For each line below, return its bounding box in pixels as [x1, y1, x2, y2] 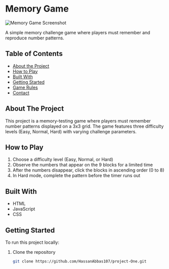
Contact [12, 89, 29, 96]
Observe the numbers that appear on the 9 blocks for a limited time [12, 162, 153, 168]
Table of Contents [5, 49, 63, 58]
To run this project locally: [5, 239, 60, 245]
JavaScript [12, 206, 35, 212]
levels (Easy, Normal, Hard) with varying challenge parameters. [5, 128, 137, 134]
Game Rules [12, 84, 38, 90]
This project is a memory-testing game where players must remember [5, 118, 151, 124]
